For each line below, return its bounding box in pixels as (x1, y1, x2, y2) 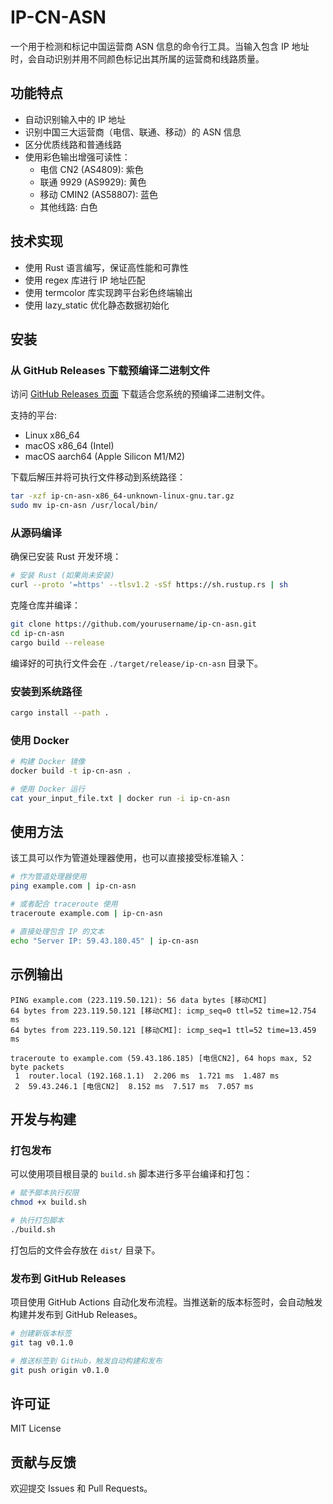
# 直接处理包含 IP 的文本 (10, 926, 105, 936)
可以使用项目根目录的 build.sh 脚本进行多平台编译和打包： (10, 1168, 253, 1180)
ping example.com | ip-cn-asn (10, 881, 137, 891)
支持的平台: (10, 409, 58, 421)
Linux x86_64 (24, 429, 81, 441)
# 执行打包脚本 (10, 1215, 65, 1225)
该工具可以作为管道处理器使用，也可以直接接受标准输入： (10, 852, 247, 864)
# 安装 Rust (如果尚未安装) (10, 571, 115, 581)
